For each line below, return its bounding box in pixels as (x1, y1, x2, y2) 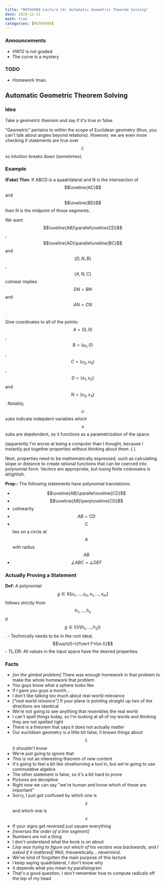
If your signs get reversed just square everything (12, 823, 111, 829)
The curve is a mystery (12, 54, 59, 60)
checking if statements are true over (5, 137, 79, 143)
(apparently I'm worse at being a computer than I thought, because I (5, 441, 144, 447)
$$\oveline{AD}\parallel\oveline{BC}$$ (43, 240, 123, 246)
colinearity (12, 506, 34, 512)
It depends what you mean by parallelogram (12, 865, 102, 871)
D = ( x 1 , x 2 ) (71, 375, 95, 382)
